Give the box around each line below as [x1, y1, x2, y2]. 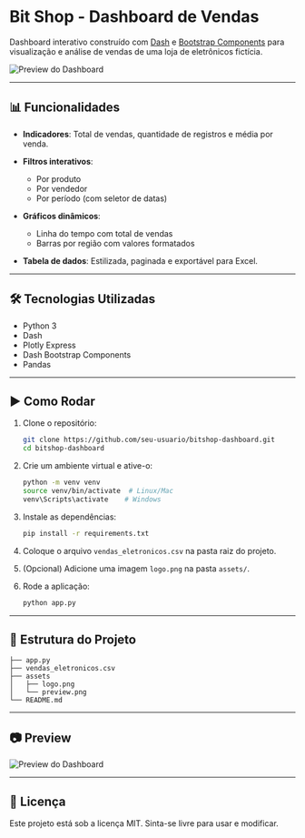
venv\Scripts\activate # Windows [22, 494, 162, 504]
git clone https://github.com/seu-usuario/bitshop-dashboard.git [22, 435, 275, 445]
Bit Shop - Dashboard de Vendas [9, 6, 260, 27]
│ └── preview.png [9, 688, 88, 697]
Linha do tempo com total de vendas [35, 227, 173, 238]
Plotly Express [22, 339, 76, 350]
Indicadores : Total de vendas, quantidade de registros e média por [22, 128, 274, 139]
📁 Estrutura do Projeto [9, 631, 136, 647]
